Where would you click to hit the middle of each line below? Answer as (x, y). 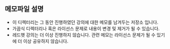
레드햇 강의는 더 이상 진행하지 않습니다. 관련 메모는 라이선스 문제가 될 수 (84, 35)
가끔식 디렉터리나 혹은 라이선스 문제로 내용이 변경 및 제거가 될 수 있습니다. (86, 28)
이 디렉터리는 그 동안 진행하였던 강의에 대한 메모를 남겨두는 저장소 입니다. (85, 22)
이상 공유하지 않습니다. (46, 41)
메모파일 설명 (24, 9)
